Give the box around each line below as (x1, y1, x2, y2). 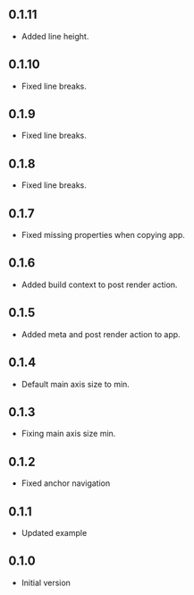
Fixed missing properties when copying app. (21, 230, 185, 241)
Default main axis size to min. (21, 378, 131, 389)
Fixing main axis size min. (21, 429, 116, 439)
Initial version (21, 577, 71, 588)
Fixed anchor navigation (21, 478, 111, 489)
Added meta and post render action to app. (21, 328, 181, 339)
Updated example (21, 527, 88, 538)
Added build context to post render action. (21, 279, 178, 290)
